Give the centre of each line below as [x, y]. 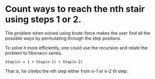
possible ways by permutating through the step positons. [63, 38]
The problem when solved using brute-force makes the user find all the [78, 33]
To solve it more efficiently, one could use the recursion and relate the [77, 48]
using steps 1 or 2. [43, 19]
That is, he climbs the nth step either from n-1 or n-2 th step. [67, 71]
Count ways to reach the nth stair [75, 9]
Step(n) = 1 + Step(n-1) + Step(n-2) [44, 62]
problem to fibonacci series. [34, 53]
